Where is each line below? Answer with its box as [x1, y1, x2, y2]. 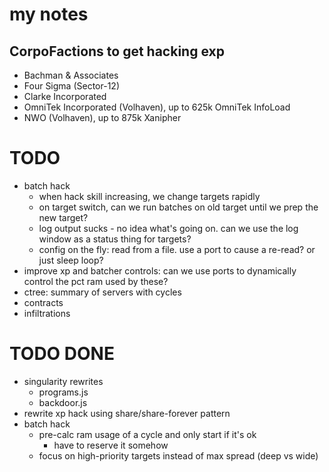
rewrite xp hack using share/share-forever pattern [23, 407, 231, 419]
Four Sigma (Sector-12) [23, 80, 120, 92]
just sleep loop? [38, 254, 104, 266]
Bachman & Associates [23, 69, 119, 81]
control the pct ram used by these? [23, 275, 169, 287]
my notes [9, 3, 89, 26]
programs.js [38, 386, 89, 398]
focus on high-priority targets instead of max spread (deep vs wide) [38, 449, 319, 462]
